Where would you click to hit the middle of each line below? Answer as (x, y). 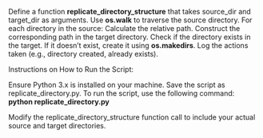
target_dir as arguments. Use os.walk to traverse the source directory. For (130, 20)
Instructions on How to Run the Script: (71, 69)
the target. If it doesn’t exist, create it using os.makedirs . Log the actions (128, 45)
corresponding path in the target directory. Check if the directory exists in (130, 37)
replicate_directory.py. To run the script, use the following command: (122, 93)
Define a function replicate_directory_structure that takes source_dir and (130, 12)
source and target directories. (57, 126)
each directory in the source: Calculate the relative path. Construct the (124, 28)
